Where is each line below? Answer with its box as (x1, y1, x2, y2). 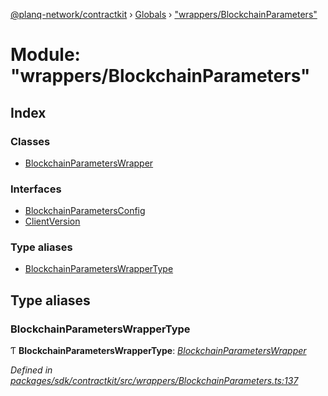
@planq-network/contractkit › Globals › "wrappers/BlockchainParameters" (10, 9, 318, 20)
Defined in (10, 364, 53, 376)
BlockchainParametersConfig (24, 205, 146, 217)
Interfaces (10, 182, 62, 196)
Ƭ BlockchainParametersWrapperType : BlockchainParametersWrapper (10, 345, 307, 357)
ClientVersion (24, 215, 81, 228)
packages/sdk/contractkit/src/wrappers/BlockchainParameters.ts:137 (10, 375, 299, 387)
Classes (10, 134, 51, 148)
